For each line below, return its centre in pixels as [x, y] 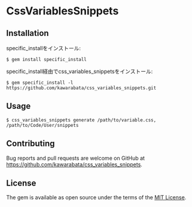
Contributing [31, 144]
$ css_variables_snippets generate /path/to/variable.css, [81, 120]
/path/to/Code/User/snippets [42, 125]
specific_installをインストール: [44, 48]
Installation [28, 33]
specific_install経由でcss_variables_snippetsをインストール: [80, 71]
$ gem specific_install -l [40, 83]
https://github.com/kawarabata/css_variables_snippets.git [81, 88]
